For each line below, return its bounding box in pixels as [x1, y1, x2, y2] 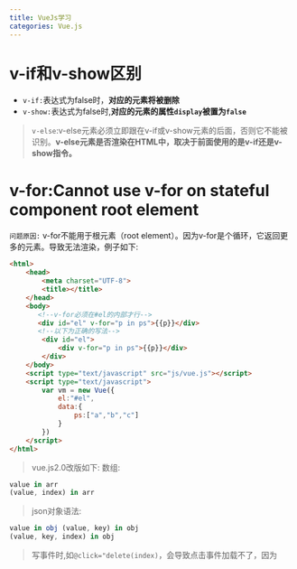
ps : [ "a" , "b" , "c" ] [73, 411, 140, 420]
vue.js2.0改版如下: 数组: [31, 462, 120, 472]
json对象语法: [31, 506, 82, 517]
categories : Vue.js [9, 22, 83, 31]
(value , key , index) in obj [9, 532, 116, 542]
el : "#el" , [57, 394, 95, 403]
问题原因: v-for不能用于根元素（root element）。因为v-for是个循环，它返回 [9, 230, 281, 241]
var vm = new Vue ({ [42, 386, 116, 395]
